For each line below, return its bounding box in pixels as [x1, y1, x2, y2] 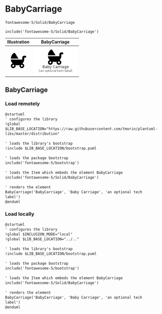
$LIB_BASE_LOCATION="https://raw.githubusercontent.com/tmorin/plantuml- [5, 126, 158, 131]
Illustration [7, 39, 30, 45]
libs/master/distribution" [5, 131, 60, 136]
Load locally [5, 210, 35, 217]
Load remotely [5, 100, 40, 107]
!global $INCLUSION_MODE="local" [5, 232, 73, 237]
